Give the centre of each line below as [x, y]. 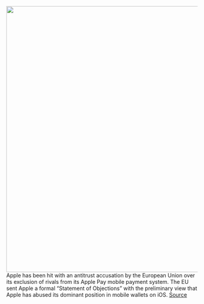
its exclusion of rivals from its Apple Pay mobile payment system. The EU [98, 282]
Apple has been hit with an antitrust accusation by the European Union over [101, 275]
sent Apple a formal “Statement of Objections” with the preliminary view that [102, 288]
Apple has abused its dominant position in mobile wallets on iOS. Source [97, 295]
